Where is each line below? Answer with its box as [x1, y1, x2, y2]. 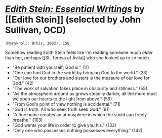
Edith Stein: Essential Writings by [5, 3, 145, 15]
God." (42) [12, 80, 34, 86]
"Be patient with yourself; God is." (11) [12, 64, 89, 70]
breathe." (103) [12, 117, 43, 123]
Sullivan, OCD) [5, 25, 66, 36]
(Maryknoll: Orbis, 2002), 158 [5, 41, 70, 46]
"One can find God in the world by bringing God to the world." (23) [12, 69, 148, 75]
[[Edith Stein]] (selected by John [5, 14, 141, 25]
